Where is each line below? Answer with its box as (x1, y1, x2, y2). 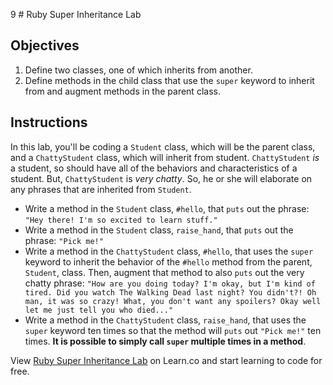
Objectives (10, 37, 80, 54)
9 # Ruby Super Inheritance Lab (10, 9, 142, 20)
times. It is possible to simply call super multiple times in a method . (24, 335, 307, 347)
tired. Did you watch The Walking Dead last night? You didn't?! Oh (24, 287, 317, 298)
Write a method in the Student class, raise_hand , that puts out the (24, 224, 294, 236)
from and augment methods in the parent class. (24, 85, 221, 97)
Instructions (10, 114, 88, 131)
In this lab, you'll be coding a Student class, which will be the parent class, (10, 140, 316, 153)
